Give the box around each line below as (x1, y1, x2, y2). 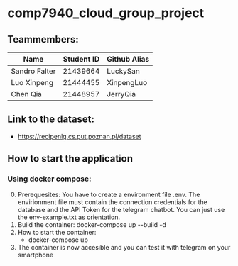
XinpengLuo (106, 78, 148, 87)
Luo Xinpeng (11, 78, 54, 87)
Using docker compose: (7, 174, 92, 184)
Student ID (63, 55, 100, 64)
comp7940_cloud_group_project (7, 5, 205, 21)
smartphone (17, 250, 54, 259)
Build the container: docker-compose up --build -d (17, 220, 167, 228)
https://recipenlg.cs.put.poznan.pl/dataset (17, 132, 141, 140)
